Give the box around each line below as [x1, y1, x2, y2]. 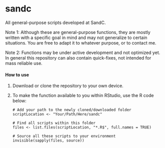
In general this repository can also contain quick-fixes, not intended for [5, 54, 151, 60]
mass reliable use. [5, 60, 42, 66]
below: [12, 98, 26, 104]
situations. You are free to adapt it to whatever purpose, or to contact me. [5, 39, 156, 45]
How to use [5, 71, 29, 77]
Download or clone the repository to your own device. [12, 83, 123, 89]
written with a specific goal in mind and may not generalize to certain [5, 34, 147, 40]
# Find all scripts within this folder [12, 120, 96, 125]
